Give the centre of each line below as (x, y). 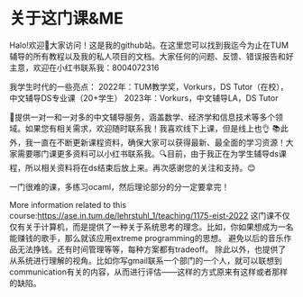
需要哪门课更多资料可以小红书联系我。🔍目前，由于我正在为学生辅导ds (148, 153)
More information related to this (68, 204)
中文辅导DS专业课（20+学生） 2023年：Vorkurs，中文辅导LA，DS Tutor (144, 98)
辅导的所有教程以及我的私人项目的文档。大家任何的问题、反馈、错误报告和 (147, 56)
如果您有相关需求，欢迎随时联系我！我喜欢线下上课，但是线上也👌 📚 (153, 128)
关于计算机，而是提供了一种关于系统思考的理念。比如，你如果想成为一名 (159, 227)
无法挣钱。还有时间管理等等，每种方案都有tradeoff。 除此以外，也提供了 (151, 249)
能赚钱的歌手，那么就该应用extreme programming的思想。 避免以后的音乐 (147, 238)
